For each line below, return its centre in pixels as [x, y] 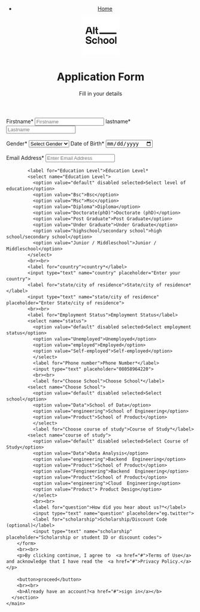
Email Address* [25, 158]
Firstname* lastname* [69, 121]
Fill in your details [101, 93]
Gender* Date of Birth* [55, 144]
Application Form [101, 77]
